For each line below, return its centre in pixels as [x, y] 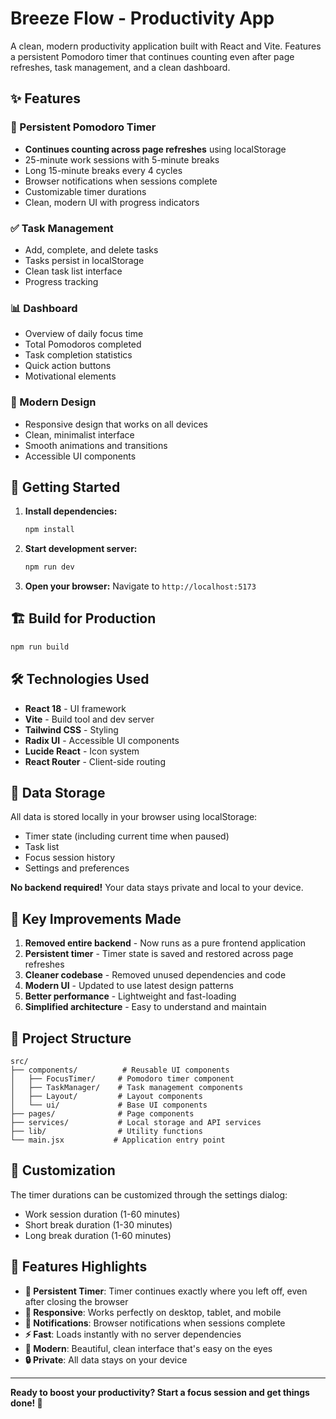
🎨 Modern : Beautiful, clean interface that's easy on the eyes [148, 1348]
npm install [49, 530]
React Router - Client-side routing [95, 761]
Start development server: [81, 549]
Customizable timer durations [85, 191]
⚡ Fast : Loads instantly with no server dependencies [133, 1334]
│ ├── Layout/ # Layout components [106, 1097]
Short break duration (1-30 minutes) [98, 1224]
